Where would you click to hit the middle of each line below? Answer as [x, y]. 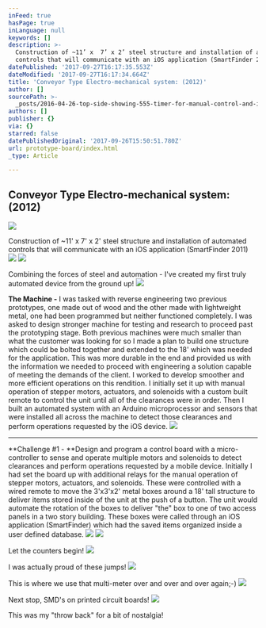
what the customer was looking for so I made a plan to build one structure [129, 341]
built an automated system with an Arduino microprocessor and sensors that [133, 408]
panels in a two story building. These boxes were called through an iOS [124, 517]
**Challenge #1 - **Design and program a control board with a [112, 450]
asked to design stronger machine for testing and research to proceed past [131, 324]
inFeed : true [30, 15]
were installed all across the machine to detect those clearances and [120, 417]
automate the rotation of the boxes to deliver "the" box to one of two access [132, 508]
